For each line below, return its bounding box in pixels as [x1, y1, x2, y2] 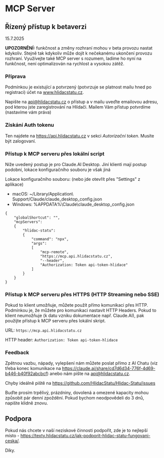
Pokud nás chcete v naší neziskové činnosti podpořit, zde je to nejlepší [5, 428, 148, 433]
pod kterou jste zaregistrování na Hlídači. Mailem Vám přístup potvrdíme [5, 104, 151, 110]
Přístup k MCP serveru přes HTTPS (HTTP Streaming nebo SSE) [5, 291, 160, 298]
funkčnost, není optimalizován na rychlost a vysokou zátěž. [5, 61, 125, 66]
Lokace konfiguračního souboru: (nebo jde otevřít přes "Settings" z [5, 176, 141, 182]
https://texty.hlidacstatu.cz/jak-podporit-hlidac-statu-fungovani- [20, 433, 151, 439]
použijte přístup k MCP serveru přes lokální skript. [5, 318, 106, 324]
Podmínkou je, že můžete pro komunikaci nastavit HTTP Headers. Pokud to [5, 308, 157, 314]
